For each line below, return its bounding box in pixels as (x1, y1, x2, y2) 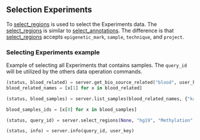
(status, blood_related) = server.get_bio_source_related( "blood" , (6, 80, 177, 86)
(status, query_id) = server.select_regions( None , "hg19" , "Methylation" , (6, 117, 196, 123)
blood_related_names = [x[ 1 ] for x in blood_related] (6, 85, 143, 91)
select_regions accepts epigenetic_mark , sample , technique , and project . (6, 33, 185, 41)
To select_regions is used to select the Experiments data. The (6, 20, 157, 27)
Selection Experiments (6, 5, 92, 15)
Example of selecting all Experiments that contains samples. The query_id (6, 62, 187, 69)
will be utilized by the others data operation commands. (6, 68, 143, 75)
